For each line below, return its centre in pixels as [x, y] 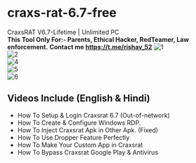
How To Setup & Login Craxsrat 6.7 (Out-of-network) [93, 115]
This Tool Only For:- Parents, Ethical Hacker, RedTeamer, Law [98, 39]
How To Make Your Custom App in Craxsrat [80, 145]
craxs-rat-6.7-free [62, 13]
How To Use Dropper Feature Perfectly [73, 137]
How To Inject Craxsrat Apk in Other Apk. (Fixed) [88, 130]
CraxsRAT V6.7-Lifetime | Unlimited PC [63, 32]
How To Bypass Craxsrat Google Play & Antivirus [88, 152]
